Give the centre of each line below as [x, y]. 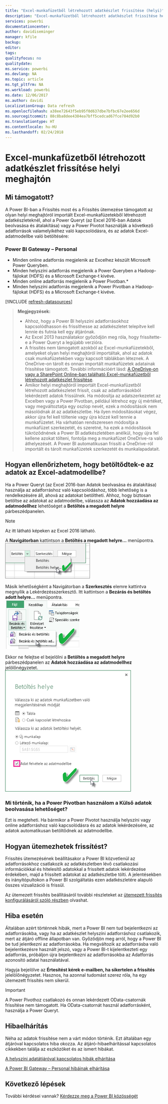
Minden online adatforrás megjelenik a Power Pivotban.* [70, 281]
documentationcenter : [28, 27]
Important [15, 990]
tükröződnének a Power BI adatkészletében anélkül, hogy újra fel [92, 433]
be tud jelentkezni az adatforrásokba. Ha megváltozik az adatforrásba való [82, 944]
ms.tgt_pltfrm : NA [24, 85]
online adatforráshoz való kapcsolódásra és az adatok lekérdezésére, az [80, 825]
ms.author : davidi [24, 100]
